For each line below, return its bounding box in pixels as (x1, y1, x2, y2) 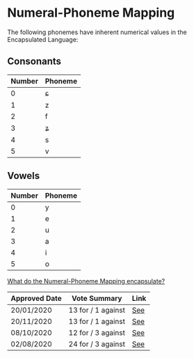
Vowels (7, 170, 40, 182)
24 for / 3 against (68, 339, 125, 349)
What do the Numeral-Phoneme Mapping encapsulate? (7, 277, 165, 285)
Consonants (7, 56, 61, 68)
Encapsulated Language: (7, 35, 79, 43)
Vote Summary (72, 293, 122, 303)
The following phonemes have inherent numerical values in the (7, 28, 187, 36)
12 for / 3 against (68, 327, 125, 337)
